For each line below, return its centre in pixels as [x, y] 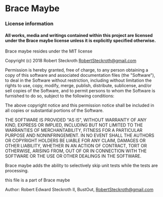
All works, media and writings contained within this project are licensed [79, 35]
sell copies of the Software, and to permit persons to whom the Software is [80, 91]
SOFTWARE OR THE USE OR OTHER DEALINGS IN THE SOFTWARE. [73, 156]
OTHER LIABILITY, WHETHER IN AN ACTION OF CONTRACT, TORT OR [76, 146]
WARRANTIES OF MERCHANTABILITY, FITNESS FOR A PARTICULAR [74, 130]
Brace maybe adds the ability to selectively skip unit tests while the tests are [81, 165]
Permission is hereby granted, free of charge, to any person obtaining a [77, 70]
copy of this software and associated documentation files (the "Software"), [80, 75]
